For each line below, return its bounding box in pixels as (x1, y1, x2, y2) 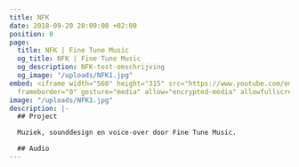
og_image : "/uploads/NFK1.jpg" (17, 71, 133, 80)
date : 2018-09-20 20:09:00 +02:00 (9, 21, 138, 30)
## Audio (17, 144, 50, 154)
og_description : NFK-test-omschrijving (17, 63, 166, 72)
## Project (17, 112, 58, 121)
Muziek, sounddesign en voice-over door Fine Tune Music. (17, 128, 238, 138)
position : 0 (9, 29, 53, 38)
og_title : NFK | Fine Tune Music (17, 54, 141, 63)
